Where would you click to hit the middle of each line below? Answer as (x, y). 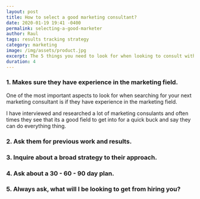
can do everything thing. (36, 126)
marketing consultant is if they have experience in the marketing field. (92, 101)
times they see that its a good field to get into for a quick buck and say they (99, 119)
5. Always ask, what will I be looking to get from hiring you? (93, 189)
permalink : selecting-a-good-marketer (54, 28)
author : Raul (22, 34)
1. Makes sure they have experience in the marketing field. (92, 82)
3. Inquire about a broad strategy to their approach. (82, 157)
